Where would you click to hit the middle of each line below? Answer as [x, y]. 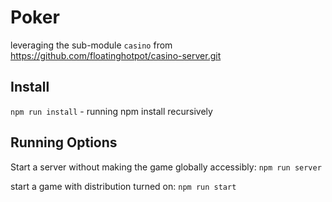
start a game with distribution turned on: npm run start [123, 186]
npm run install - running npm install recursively [111, 111]
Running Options [64, 142]
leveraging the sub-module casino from [91, 45]
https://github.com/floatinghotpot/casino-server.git [116, 55]
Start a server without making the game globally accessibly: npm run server [166, 167]
